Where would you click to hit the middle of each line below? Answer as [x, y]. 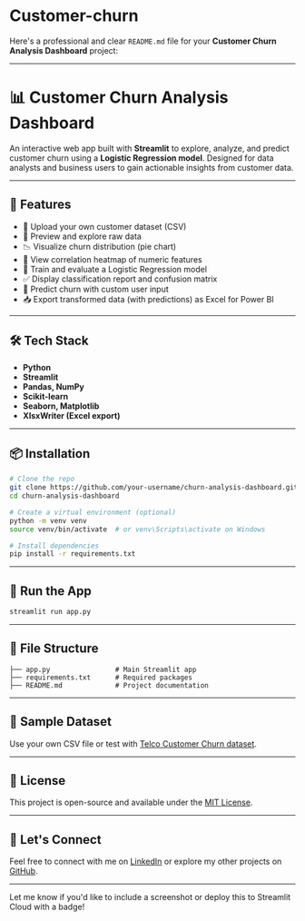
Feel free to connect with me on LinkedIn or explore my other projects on [146, 862]
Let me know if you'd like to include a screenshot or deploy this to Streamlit [150, 897]
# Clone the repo [42, 479]
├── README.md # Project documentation [109, 685]
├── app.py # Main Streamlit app [103, 669]
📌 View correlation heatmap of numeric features [112, 259]
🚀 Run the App [51, 591]
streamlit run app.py [50, 612]
